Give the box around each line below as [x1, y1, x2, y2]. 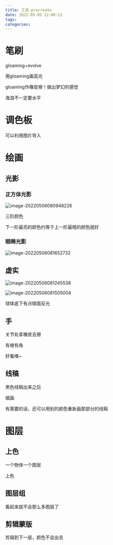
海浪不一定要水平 [5, 95, 41, 101]
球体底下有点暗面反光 [5, 300, 50, 306]
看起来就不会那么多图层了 [5, 504, 59, 510]
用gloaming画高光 [5, 73, 43, 79]
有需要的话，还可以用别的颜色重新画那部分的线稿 [5, 406, 108, 412]
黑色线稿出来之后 [5, 384, 41, 390]
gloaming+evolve [5, 62, 42, 69]
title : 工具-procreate [5, 7, 52, 13]
